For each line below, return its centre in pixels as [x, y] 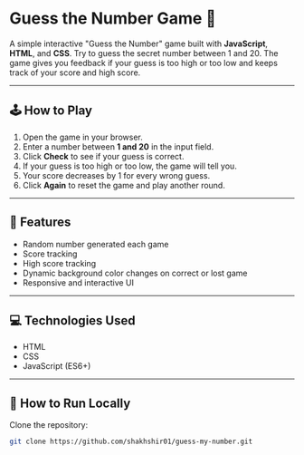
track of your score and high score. [75, 73]
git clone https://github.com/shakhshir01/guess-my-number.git [131, 442]
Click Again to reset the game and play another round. [124, 185]
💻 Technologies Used [72, 320]
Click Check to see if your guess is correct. [103, 156]
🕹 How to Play [51, 111]
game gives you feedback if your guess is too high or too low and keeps [144, 63]
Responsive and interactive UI [78, 282]
